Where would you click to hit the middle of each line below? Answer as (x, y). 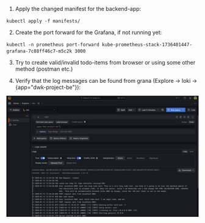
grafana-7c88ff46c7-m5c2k (39, 51)
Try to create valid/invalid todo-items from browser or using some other (105, 62)
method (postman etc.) (44, 69)
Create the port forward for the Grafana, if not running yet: (88, 32)
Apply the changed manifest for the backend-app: (78, 9)
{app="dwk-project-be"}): (48, 87)
